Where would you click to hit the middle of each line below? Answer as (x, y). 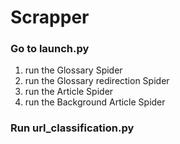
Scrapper (50, 17)
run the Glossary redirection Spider (97, 81)
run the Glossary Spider (73, 70)
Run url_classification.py (72, 128)
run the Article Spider (69, 92)
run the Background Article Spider (95, 102)
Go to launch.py (50, 49)
